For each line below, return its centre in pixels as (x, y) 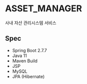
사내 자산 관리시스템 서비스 (31, 23)
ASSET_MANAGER (44, 9)
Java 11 (19, 56)
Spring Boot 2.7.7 (29, 50)
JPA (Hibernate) (29, 76)
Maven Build (25, 61)
